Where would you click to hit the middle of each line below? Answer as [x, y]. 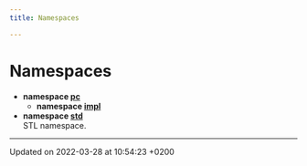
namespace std [53, 116]
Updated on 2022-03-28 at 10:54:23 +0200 [92, 151]
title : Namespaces [44, 18]
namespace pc [51, 96]
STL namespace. [54, 125]
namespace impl [69, 106]
